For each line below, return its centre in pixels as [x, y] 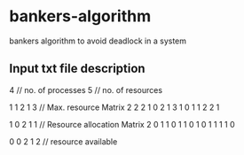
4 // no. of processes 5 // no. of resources [86, 89]
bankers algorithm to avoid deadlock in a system [98, 41]
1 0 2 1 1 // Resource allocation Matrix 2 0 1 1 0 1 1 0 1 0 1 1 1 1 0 [122, 124]
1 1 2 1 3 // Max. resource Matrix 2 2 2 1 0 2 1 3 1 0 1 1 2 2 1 [114, 107]
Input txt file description [77, 69]
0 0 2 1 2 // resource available [63, 141]
